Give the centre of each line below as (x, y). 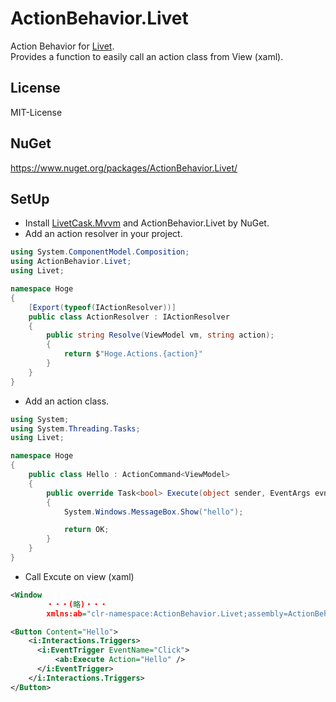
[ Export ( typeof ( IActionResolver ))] (102, 307)
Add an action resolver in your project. (103, 234)
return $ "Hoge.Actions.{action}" (133, 354)
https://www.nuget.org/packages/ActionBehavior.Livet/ (124, 168)
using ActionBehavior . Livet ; (71, 262)
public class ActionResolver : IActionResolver (129, 317)
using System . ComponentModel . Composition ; (100, 252)
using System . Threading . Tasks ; (75, 428)
